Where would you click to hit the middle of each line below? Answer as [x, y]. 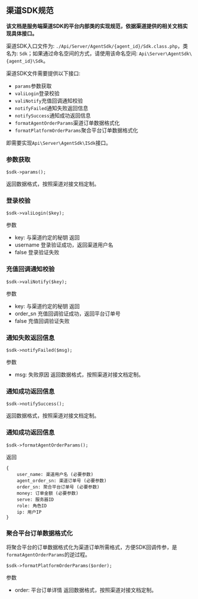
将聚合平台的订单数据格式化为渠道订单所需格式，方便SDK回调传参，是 [92, 547]
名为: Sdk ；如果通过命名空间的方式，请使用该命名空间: [72, 53]
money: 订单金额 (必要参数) [48, 493]
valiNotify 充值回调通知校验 [49, 101]
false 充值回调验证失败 [42, 320]
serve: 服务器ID [35, 499]
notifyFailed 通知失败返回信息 [51, 108]
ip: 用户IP [29, 512]
